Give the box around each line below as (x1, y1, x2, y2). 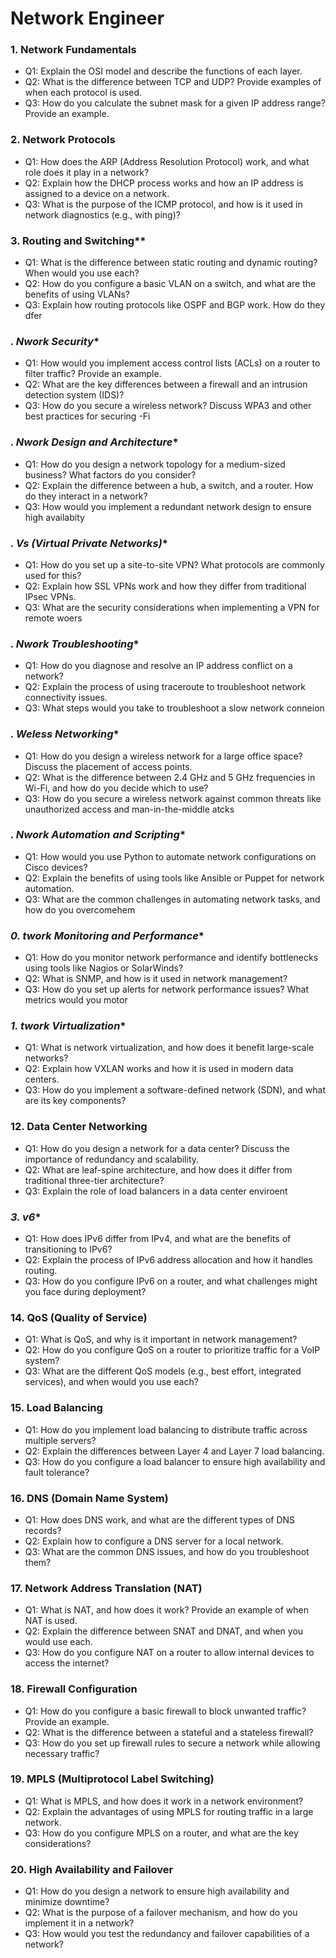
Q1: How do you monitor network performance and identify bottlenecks (24, 952, 319, 964)
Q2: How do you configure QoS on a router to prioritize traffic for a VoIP (24, 1344, 321, 1356)
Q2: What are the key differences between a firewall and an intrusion (24, 378, 308, 391)
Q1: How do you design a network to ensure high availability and (24, 1885, 290, 1897)
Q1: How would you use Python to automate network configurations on (24, 850, 317, 862)
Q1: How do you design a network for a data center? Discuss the (24, 1142, 290, 1154)
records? (24, 1524, 62, 1536)
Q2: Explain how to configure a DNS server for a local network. (24, 1535, 285, 1547)
